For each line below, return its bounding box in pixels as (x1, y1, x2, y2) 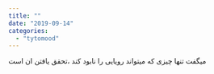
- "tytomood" (15, 34, 60, 43)
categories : (8, 27, 48, 35)
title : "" (8, 11, 42, 20)
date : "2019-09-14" (8, 19, 74, 27)
